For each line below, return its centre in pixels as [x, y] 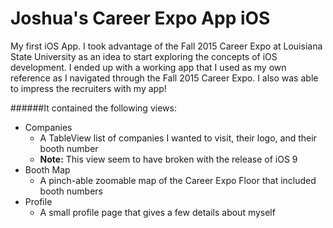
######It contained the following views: [93, 108]
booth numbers [71, 191]
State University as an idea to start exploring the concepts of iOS [144, 56]
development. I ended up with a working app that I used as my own [148, 67]
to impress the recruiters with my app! [88, 88]
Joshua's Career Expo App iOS [140, 18]
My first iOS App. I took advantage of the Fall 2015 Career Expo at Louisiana [166, 46]
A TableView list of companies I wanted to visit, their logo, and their [178, 138]
